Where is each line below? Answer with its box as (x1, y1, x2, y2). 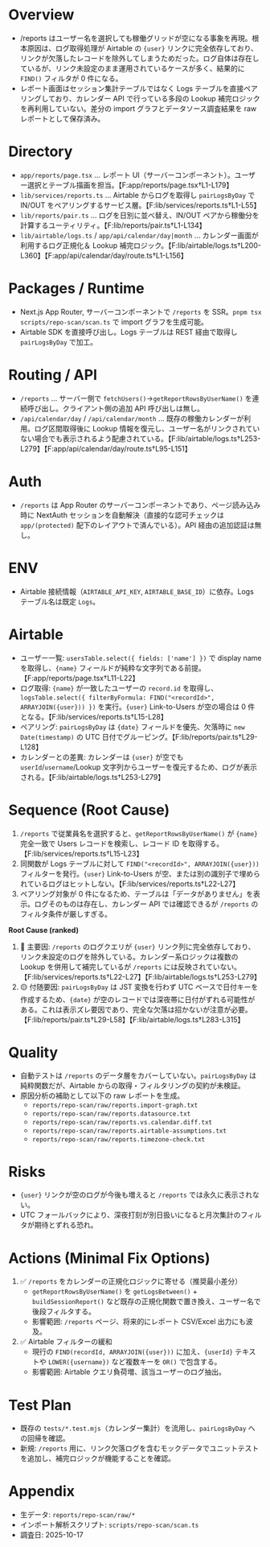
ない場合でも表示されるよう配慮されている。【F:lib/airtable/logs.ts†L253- (19, 433, 261, 443)
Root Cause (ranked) (8, 925, 79, 934)
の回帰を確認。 (19, 1434, 70, 1443)
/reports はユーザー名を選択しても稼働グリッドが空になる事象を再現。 (19, 33, 252, 43)
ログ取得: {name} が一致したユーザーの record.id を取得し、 (19, 683, 219, 693)
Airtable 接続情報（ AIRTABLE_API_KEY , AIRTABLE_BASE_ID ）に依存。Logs (19, 586, 255, 596)
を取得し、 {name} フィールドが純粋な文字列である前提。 (19, 662, 207, 673)
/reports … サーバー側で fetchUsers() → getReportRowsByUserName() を (19, 393, 253, 403)
